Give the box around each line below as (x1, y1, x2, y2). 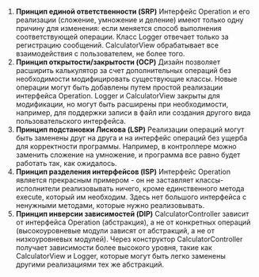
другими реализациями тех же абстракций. (15, 260, 165, 269)
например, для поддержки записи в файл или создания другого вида (15, 108, 251, 117)
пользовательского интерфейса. (15, 117, 127, 125)
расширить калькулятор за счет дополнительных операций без (15, 66, 231, 75)
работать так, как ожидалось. (15, 159, 117, 167)
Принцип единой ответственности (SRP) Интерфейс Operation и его (15, 7, 250, 16)
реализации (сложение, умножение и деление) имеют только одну (15, 15, 244, 25)
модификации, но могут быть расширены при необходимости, (15, 99, 229, 109)
